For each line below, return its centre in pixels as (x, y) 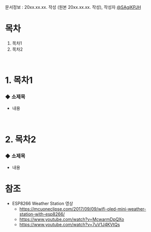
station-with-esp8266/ (42, 214)
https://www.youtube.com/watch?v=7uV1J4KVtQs (70, 224)
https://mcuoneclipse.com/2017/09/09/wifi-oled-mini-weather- (83, 209)
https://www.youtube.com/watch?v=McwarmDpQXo (72, 219)
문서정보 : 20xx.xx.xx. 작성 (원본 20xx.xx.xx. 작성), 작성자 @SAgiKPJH (73, 7)
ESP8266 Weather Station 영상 (42, 203)
